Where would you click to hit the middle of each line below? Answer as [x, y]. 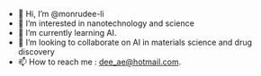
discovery [36, 52]
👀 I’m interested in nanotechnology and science [106, 23]
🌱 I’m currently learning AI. [67, 33]
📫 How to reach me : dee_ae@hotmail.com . [99, 62]
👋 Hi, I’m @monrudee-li [61, 14]
